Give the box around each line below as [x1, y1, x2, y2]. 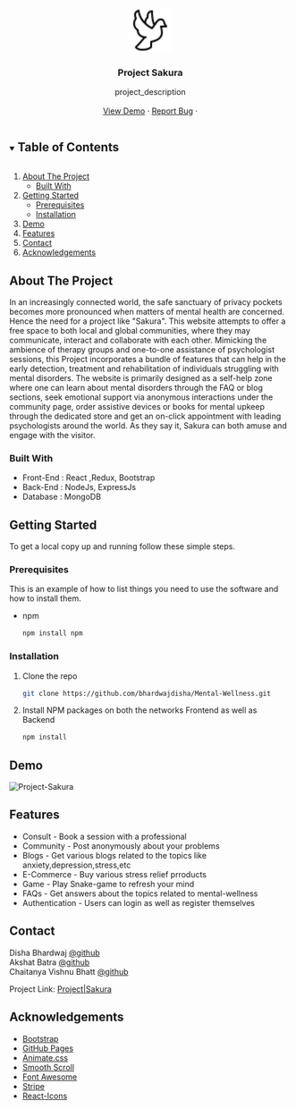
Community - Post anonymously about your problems [21, 840, 221, 851]
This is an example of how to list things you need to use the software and [9, 584, 279, 595]
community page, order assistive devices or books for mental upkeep [9, 401, 266, 411]
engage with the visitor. [9, 429, 96, 440]
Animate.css [21, 1052, 69, 1062]
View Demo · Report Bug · [102, 106, 199, 116]
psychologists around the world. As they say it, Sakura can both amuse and [9, 419, 288, 431]
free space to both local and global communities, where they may [9, 325, 250, 335]
